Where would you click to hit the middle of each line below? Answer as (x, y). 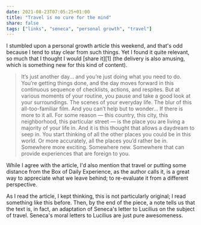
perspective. (22, 185)
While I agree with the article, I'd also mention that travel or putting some (96, 165)
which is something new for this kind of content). (67, 65)
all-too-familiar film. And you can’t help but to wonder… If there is (102, 109)
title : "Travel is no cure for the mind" (59, 17)
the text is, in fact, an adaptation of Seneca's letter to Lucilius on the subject (100, 209)
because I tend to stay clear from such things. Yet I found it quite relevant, (98, 52)
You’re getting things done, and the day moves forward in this (97, 83)
